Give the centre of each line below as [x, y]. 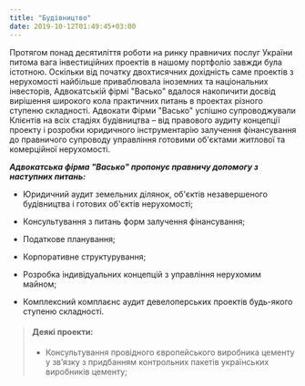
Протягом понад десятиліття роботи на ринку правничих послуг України [151, 52]
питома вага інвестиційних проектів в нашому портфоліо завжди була [146, 62]
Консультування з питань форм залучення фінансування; [134, 221]
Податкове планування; [69, 239]
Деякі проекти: [62, 332]
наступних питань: [48, 176]
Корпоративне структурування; [84, 257]
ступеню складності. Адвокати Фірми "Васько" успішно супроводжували [152, 110]
